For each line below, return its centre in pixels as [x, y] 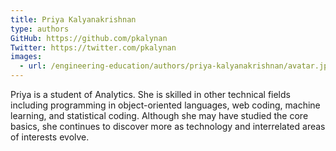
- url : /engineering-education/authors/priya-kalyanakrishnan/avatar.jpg [176, 66]
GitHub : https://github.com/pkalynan [89, 38]
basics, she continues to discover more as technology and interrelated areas [168, 126]
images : [26, 57]
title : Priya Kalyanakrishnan [73, 19]
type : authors [40, 29]
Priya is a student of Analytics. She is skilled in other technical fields [150, 94]
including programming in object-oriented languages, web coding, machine [165, 105]
